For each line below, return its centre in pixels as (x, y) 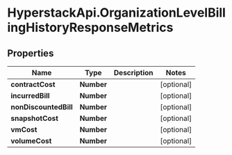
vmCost (24, 130)
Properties (31, 53)
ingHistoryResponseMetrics (90, 27)
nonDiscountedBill (42, 107)
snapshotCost (35, 118)
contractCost (33, 84)
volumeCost (31, 141)
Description (133, 73)
